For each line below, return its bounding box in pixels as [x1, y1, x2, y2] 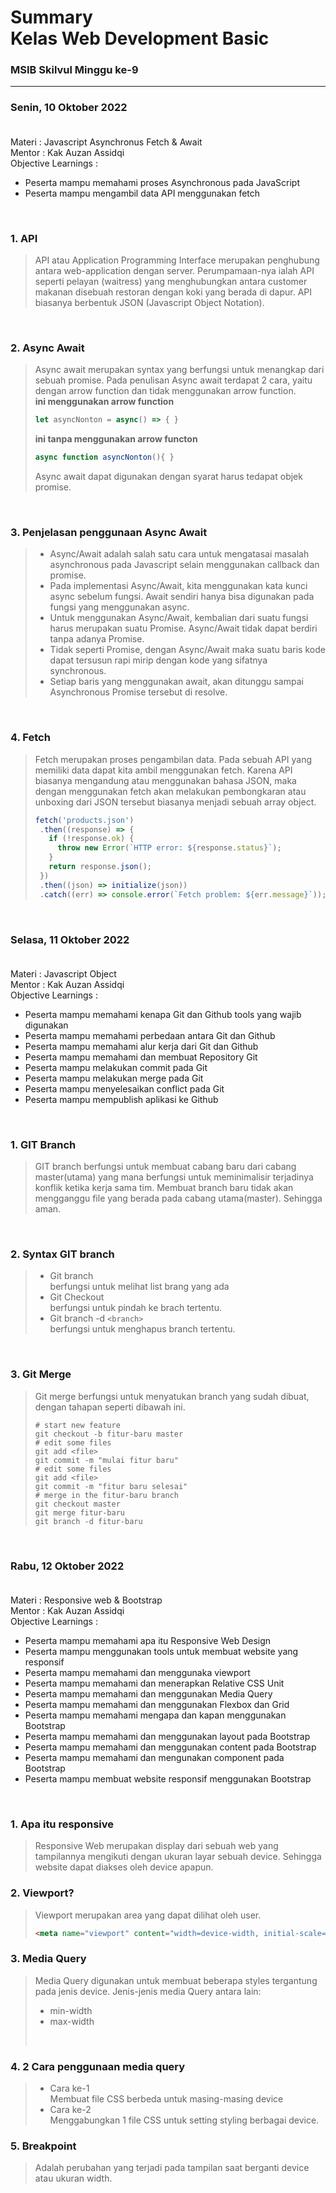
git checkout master [34, 1499, 121, 1509]
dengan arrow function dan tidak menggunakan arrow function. [34, 385, 297, 397]
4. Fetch [10, 731, 51, 745]
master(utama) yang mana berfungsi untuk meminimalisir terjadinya [34, 1171, 314, 1183]
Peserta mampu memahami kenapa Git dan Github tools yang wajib [24, 1008, 302, 1020]
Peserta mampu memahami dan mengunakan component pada [24, 1752, 285, 1764]
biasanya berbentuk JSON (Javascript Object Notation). [34, 297, 265, 309]
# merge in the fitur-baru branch [34, 1490, 179, 1500]
